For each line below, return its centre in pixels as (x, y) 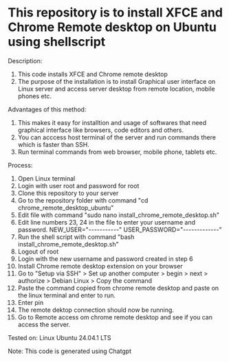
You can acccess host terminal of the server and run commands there (117, 137)
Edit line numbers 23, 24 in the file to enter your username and (106, 222)
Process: (20, 165)
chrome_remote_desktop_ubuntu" (66, 207)
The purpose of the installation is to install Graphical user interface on (117, 81)
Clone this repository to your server (68, 193)
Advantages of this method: (47, 109)
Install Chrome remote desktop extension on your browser (100, 266)
